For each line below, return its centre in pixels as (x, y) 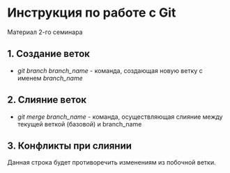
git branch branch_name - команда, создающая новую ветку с (110, 70)
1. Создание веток (49, 54)
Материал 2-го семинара (45, 32)
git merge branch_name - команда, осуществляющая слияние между (120, 117)
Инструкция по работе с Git (92, 13)
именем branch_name (50, 78)
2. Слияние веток (47, 100)
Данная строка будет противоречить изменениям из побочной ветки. (112, 163)
